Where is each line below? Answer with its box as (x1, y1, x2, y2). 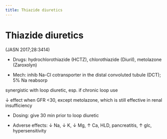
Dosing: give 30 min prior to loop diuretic (12, 112, 99, 118)
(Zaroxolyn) (12, 62, 37, 68)
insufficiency (5, 102, 32, 108)
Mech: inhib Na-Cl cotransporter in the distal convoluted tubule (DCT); (12, 72, 161, 78)
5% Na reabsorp (12, 77, 47, 83)
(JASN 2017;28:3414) (5, 47, 50, 53)
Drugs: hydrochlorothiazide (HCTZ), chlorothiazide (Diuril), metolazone (12, 56, 162, 62)
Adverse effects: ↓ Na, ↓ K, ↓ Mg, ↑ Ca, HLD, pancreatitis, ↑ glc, (12, 122, 152, 128)
